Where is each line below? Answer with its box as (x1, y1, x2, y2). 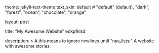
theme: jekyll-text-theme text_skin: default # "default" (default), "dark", (5, 4, 150, 10)
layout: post (5, 19, 29, 25)
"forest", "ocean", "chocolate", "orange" (5, 9, 86, 15)
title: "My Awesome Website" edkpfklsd (5, 28, 86, 34)
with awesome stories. (5, 43, 51, 49)
